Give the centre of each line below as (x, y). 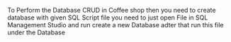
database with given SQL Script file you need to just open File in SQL (108, 17)
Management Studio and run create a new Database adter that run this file (115, 25)
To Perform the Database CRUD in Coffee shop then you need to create (112, 10)
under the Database (36, 32)
